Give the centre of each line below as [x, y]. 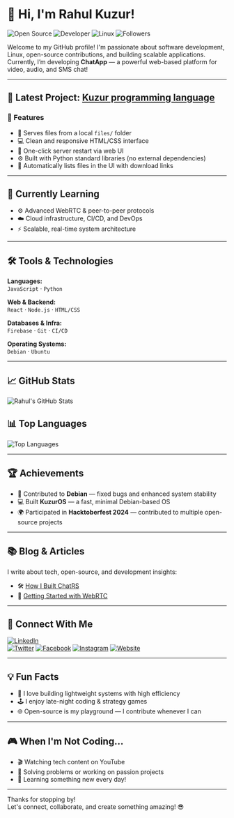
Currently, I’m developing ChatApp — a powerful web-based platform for [112, 61]
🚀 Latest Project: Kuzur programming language [111, 98]
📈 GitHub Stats [41, 380]
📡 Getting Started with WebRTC [62, 596]
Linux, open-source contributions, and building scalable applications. [106, 54]
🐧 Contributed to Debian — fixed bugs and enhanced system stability [117, 494]
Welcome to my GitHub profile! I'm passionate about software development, [116, 47]
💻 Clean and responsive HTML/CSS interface [83, 141]
